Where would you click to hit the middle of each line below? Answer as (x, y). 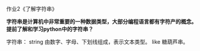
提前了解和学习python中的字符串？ (50, 29)
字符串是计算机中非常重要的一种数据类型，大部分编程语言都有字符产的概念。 (102, 22)
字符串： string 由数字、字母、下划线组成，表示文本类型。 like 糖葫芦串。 (97, 42)
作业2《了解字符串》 (32, 9)
